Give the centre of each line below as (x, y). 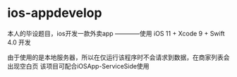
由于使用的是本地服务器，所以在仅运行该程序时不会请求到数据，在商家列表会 (119, 57)
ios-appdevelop (55, 13)
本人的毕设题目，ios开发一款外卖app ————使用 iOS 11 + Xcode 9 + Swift (116, 33)
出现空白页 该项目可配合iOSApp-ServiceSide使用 (78, 66)
